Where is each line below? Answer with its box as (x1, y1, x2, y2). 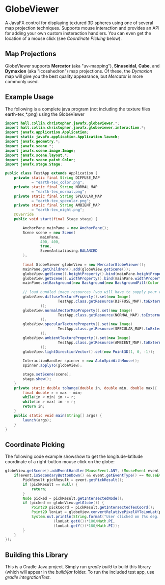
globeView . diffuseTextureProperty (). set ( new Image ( (23, 294, 131, 299)
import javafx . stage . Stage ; (5, 162, 63, 167)
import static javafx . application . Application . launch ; (5, 135, 120, 139)
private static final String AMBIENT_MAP (14, 203, 100, 208)
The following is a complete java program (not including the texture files (5, 106, 151, 112)
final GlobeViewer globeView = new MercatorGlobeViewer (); (23, 262, 146, 267)
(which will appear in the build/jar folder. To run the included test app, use (5, 569, 155, 575)
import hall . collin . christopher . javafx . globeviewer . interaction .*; (5, 125, 146, 130)
